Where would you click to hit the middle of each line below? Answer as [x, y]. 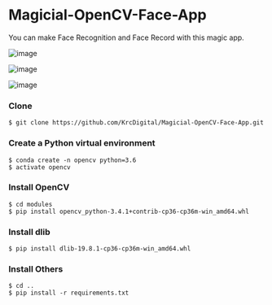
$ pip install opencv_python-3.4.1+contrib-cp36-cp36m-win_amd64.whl [129, 211]
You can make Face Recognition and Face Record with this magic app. [126, 37]
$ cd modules [31, 204]
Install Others [36, 269]
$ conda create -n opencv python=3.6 [72, 160]
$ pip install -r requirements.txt [69, 293]
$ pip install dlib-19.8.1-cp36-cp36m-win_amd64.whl [100, 249]
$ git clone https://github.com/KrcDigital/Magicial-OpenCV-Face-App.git [136, 123]
